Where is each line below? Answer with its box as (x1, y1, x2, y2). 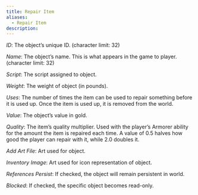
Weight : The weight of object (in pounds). (6, 83, 108, 90)
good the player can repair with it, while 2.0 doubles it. (6, 136, 140, 143)
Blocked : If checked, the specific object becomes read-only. (6, 182, 154, 189)
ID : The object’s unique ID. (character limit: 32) (6, 42, 120, 49)
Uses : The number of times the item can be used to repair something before (6, 94, 193, 101)
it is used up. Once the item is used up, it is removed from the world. (6, 100, 174, 108)
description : (6, 25, 39, 32)
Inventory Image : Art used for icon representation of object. (6, 159, 153, 166)
